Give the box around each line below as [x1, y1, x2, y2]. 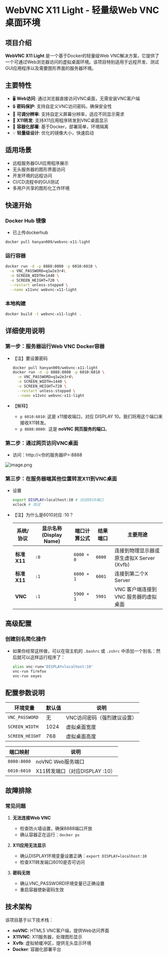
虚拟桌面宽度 [65, 724, 96, 731]
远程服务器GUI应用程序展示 [12, 160, 69, 166]
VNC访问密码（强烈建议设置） [65, 714, 137, 721]
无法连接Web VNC [12, 815, 51, 821]
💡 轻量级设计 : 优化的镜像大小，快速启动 [12, 129, 94, 135]
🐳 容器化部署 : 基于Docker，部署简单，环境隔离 [12, 123, 109, 129]
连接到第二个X [114, 570, 148, 577]
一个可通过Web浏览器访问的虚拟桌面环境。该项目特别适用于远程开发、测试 [5, 59, 159, 65]
